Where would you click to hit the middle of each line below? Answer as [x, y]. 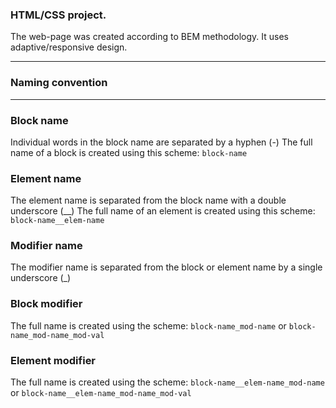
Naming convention [59, 83]
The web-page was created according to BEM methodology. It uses [149, 37]
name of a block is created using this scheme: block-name [129, 152]
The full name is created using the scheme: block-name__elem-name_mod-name [167, 382]
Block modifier [46, 304]
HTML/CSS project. [58, 15]
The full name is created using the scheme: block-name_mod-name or [148, 325]
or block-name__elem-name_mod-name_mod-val [101, 393]
